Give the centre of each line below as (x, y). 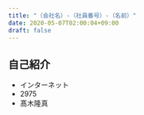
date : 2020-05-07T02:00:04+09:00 (64, 23)
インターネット (44, 85)
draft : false (30, 30)
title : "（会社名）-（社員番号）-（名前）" (72, 15)
